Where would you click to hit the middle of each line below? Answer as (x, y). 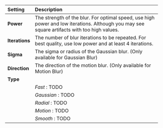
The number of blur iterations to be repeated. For (90, 37)
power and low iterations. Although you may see (90, 24)
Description (49, 9)
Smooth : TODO (53, 119)
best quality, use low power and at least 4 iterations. (94, 44)
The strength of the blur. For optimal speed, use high (95, 18)
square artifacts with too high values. (77, 30)
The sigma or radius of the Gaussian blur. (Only (89, 51)
